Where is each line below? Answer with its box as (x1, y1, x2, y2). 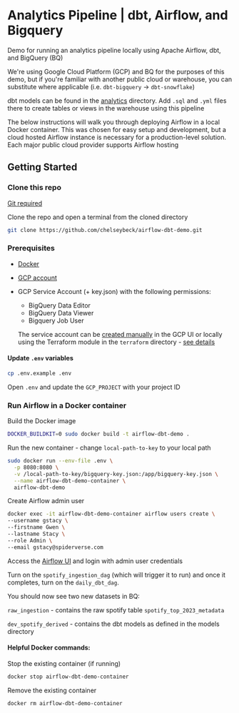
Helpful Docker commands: (7, 643, 91, 652)
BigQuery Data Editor (28, 300, 91, 310)
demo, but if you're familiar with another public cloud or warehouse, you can (7, 75, 233, 84)
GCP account (17, 273, 57, 282)
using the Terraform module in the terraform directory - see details (17, 338, 215, 346)
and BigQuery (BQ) (7, 54, 63, 62)
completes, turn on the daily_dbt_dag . (7, 578, 119, 587)
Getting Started (7, 161, 78, 173)
